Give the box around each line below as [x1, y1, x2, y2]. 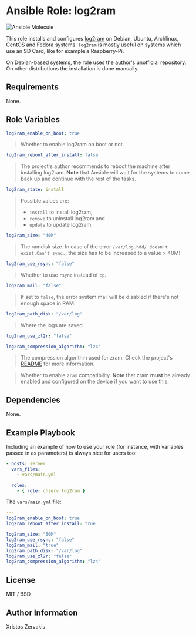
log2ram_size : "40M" [6, 233, 57, 238]
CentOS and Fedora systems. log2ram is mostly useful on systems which [6, 41, 181, 48]
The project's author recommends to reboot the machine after [20, 163, 171, 170]
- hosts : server [6, 461, 46, 467]
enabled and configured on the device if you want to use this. [20, 378, 169, 385]
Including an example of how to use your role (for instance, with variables [6, 444, 184, 451]
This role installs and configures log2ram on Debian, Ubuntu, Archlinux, [6, 35, 179, 42]
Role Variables [6, 115, 60, 125]
